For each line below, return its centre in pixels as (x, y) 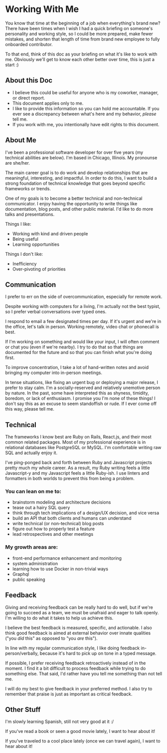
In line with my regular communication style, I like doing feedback (73, 648)
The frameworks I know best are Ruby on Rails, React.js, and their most (78, 437)
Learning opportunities (36, 244)
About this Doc (29, 80)
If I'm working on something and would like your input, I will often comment (82, 342)
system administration (35, 563)
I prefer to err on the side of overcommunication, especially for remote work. (84, 297)
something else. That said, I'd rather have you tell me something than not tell (84, 673)
